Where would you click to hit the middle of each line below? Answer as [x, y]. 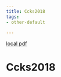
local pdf [17, 43]
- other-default [26, 22]
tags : [12, 17]
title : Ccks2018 [26, 11]
